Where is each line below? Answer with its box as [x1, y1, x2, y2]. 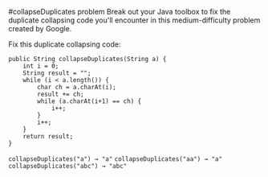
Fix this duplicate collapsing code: [8, 39, 121, 49]
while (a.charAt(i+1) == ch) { [37, 97, 142, 105]
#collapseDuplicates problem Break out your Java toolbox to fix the [8, 7, 231, 16]
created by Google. [8, 24, 72, 33]
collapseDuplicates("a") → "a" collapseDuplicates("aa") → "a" [8, 155, 223, 163]
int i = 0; [22, 62, 59, 70]
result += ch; [37, 90, 84, 98]
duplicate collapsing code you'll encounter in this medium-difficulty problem [8, 15, 261, 25]
